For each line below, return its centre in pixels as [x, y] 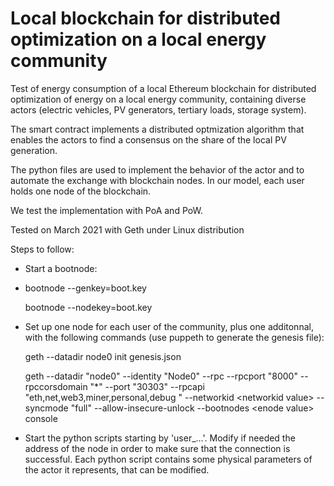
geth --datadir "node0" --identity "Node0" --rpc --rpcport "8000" [161, 376]
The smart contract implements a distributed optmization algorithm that [157, 129]
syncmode [46, 408]
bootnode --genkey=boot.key [85, 288]
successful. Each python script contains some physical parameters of [168, 459]
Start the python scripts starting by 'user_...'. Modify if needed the [160, 438]
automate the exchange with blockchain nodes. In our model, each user [157, 180]
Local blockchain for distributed [145, 18]
